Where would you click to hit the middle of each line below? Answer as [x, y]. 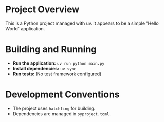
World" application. [25, 28]
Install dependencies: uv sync [44, 68]
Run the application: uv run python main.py [59, 63]
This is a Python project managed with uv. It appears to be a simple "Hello [82, 23]
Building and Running [51, 49]
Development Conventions [62, 94]
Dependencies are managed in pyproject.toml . [62, 114]
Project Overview [42, 9]
